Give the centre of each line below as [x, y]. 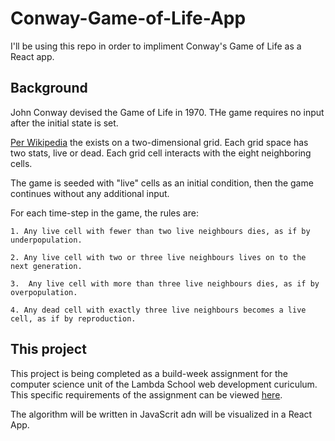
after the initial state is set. [64, 123]
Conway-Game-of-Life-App [128, 18]
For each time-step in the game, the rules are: [104, 213]
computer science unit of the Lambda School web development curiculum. [164, 384]
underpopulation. [46, 240]
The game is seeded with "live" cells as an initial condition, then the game [162, 183]
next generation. [46, 266]
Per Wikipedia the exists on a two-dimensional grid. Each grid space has [159, 142]
